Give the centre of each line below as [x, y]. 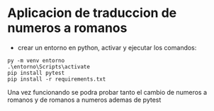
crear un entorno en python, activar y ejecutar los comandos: [107, 47]
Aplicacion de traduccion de [92, 13]
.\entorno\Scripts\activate [49, 66]
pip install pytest [36, 73]
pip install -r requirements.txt [57, 79]
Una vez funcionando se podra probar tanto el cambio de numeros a [107, 92]
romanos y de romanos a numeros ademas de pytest [84, 100]
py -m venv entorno [36, 60]
